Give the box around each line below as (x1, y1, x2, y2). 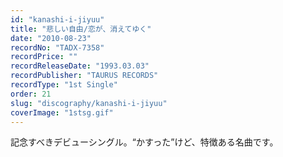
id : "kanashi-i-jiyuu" (10, 14, 105, 25)
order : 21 (10, 89, 52, 99)
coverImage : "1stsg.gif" (10, 107, 114, 118)
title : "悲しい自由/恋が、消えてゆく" (10, 24, 152, 34)
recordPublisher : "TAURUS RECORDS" (10, 71, 159, 81)
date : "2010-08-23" (10, 33, 92, 43)
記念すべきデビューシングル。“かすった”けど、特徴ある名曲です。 (10, 136, 279, 148)
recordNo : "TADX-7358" (10, 42, 105, 53)
